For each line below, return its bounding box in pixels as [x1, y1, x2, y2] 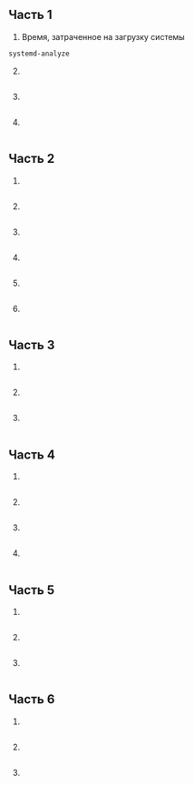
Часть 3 [8, 337, 55, 353]
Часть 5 [8, 582, 55, 598]
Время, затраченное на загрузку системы [21, 31, 185, 42]
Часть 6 [8, 691, 55, 708]
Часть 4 [8, 447, 55, 462]
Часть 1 [8, 7, 53, 23]
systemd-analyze [8, 49, 70, 58]
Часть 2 [8, 151, 55, 166]
